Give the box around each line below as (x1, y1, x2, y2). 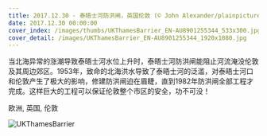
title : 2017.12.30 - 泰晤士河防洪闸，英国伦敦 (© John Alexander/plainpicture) (8, 11, 265, 20)
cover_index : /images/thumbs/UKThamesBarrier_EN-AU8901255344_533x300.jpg (8, 26, 261, 34)
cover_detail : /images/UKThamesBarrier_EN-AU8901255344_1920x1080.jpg (8, 33, 247, 42)
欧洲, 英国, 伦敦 (8, 103, 58, 113)
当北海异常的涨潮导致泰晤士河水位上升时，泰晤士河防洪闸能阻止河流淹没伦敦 (8, 56, 259, 66)
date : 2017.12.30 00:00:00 (8, 19, 98, 27)
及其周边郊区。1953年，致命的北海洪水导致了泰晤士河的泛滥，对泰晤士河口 (8, 67, 254, 76)
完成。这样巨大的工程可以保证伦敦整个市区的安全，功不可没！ (8, 87, 211, 96)
